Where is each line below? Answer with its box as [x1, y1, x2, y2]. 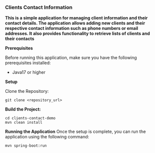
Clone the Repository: [5, 88, 49, 94]
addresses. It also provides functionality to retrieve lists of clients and [5, 31, 150, 37]
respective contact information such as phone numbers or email [5, 25, 138, 31]
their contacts [5, 36, 34, 42]
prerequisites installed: [5, 60, 51, 66]
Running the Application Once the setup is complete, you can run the [5, 129, 146, 134]
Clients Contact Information [5, 4, 73, 11]
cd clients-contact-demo [5, 116, 56, 121]
